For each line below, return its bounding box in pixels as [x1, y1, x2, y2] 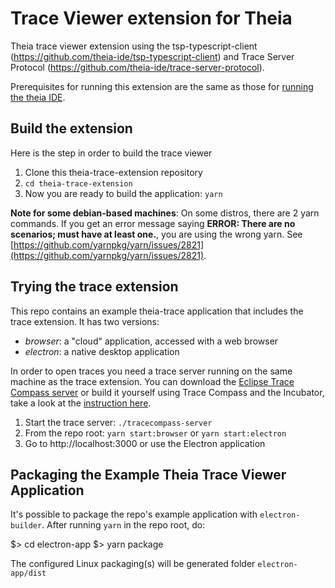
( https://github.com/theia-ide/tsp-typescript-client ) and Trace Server [10, 50, 295, 62]
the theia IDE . [10, 91, 66, 103]
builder [10, 521, 43, 531]
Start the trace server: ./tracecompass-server [24, 416, 213, 428]
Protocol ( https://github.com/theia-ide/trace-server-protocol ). [10, 61, 265, 73]
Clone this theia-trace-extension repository [24, 166, 203, 178]
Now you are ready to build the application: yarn [24, 187, 223, 199]
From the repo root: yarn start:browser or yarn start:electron [24, 427, 287, 439]
